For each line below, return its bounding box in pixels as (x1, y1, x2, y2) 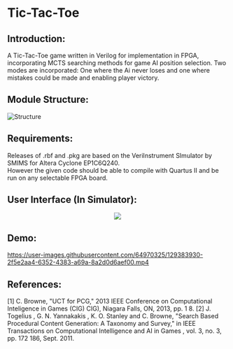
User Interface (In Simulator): (7, 194, 138, 206)
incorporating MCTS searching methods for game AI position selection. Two (7, 59, 227, 67)
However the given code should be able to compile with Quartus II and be (7, 166, 219, 174)
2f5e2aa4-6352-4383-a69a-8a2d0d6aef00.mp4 (7, 258, 149, 266)
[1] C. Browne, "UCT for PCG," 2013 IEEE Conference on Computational (7, 297, 213, 306)
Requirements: (7, 133, 73, 145)
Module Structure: (7, 94, 89, 106)
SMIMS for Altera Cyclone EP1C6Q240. (7, 159, 120, 167)
